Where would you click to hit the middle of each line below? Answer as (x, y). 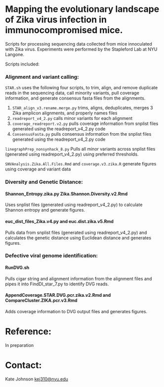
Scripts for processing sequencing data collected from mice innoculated (79, 44)
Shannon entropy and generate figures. (45, 210)
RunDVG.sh (17, 268)
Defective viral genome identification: (51, 256)
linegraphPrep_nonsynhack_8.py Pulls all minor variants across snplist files (80, 149)
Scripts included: (22, 64)
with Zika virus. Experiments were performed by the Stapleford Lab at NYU (81, 49)
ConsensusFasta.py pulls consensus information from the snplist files (82, 134)
